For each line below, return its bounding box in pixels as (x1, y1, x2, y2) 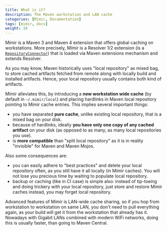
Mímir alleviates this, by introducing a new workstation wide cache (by (5, 91, 152, 97)
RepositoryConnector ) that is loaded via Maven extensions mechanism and (5, 50, 158, 56)
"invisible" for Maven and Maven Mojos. (12, 143, 95, 149)
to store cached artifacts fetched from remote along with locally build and (5, 70, 156, 76)
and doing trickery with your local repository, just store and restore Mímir (12, 183, 163, 190)
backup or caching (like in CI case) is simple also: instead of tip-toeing (12, 178, 157, 184)
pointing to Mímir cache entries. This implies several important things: (5, 101, 149, 107)
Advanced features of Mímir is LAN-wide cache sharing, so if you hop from (5, 198, 160, 205)
